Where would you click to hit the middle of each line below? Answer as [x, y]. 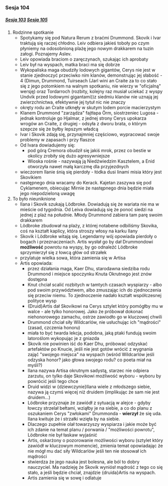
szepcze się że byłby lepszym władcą [59, 129]
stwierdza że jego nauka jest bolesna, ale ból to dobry [83, 462]
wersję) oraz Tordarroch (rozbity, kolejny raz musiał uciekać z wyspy [91, 91]
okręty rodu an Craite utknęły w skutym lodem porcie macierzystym [90, 107]
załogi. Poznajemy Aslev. [46, 54]
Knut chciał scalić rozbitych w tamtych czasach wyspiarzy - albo [95, 284]
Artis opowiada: [36, 263]
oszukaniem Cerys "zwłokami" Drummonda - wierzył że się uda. [95, 413]
